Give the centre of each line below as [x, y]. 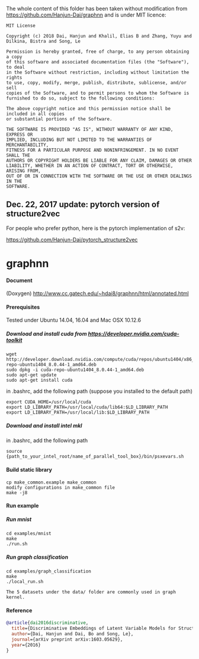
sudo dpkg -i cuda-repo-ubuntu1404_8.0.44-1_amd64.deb [75, 370]
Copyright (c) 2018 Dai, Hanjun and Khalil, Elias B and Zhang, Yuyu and [99, 36]
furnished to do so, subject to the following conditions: [81, 98]
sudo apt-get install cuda [39, 380]
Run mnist [19, 519]
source [14, 452]
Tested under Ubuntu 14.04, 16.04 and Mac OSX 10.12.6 [73, 320]
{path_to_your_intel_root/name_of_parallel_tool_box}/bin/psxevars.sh [95, 457]
